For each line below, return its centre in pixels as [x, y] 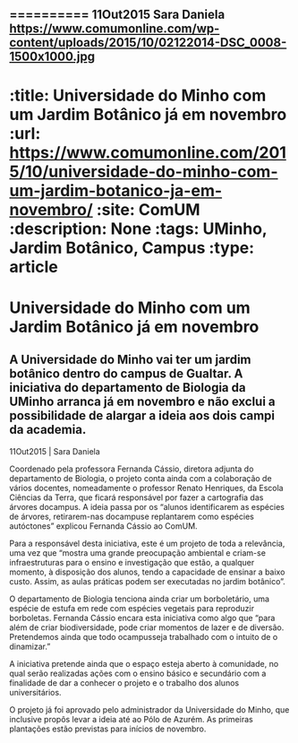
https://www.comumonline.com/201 [148, 152]
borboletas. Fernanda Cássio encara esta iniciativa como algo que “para [142, 618]
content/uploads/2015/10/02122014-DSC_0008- [148, 43]
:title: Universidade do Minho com [138, 95]
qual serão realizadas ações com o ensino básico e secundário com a [138, 673]
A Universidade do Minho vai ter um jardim [130, 360]
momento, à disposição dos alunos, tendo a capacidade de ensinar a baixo [147, 572]
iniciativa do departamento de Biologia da [128, 388]
